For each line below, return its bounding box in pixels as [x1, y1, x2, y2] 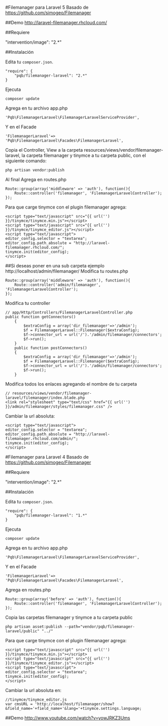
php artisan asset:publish [5, 624, 62, 629]
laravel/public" [5, 629, 40, 634]
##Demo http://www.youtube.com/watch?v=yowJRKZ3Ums [5, 715, 130, 721]
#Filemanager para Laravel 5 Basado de [5, 5, 89, 10]
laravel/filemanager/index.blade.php [5, 395, 85, 400]
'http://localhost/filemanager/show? [35, 702, 115, 707]
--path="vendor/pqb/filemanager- [64, 624, 136, 629]
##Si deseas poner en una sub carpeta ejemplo [5, 263, 105, 268]
